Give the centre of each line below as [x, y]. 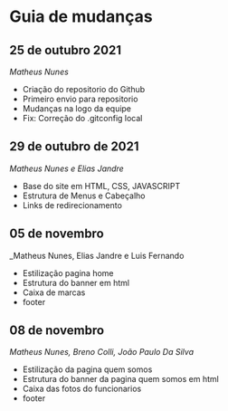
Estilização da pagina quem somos [87, 369]
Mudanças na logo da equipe [77, 109]
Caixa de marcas [54, 292]
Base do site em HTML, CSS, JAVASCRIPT [101, 186]
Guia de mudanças [81, 17]
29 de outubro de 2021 [74, 147]
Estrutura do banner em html [76, 282]
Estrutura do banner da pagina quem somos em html [120, 379]
